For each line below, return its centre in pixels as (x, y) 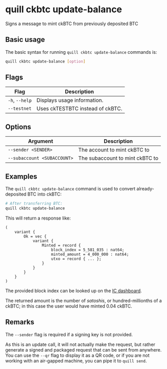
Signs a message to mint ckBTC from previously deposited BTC (72, 24)
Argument (41, 141)
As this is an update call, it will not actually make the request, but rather (80, 344)
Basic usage (25, 40)
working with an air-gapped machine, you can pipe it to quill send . (76, 361)
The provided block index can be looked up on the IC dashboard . (74, 291)
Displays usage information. (70, 100)
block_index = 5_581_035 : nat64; (88, 250)
